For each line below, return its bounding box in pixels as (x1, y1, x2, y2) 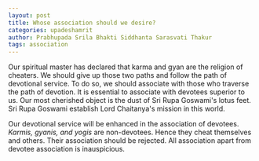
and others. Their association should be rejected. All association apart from (8, 136, 251, 145)
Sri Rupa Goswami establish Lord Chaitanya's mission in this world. (8, 104, 225, 114)
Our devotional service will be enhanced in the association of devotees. (8, 119, 239, 129)
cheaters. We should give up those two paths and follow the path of (8, 71, 228, 80)
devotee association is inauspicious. (8, 145, 126, 154)
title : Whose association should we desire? (8, 19, 156, 27)
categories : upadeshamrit (8, 26, 93, 34)
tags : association (8, 41, 68, 49)
